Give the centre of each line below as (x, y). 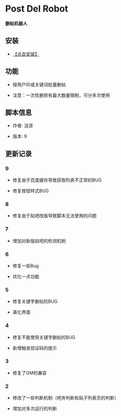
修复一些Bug (25, 266)
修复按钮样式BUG (31, 191)
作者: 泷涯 (23, 126)
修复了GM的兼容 (29, 373)
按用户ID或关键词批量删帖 (39, 84)
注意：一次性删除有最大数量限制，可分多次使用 (61, 95)
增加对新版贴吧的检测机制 (39, 241)
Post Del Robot (37, 9)
